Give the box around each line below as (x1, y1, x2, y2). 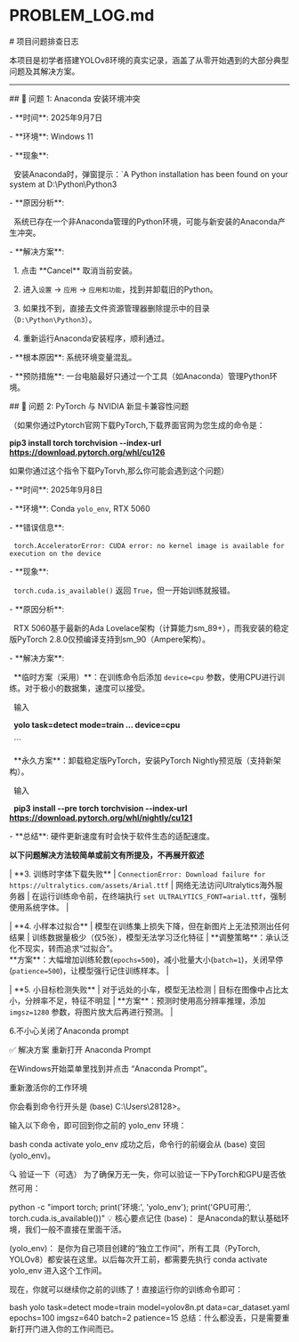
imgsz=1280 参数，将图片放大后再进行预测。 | (9, 1006, 174, 1017)
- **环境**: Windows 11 (9, 131, 93, 141)
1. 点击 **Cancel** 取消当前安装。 (12, 264, 138, 276)
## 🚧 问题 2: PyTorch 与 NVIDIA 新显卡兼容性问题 (9, 400, 190, 411)
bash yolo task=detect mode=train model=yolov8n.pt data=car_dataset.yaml (9, 1301, 290, 1313)
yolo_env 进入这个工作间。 (9, 1265, 107, 1275)
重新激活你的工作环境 (9, 1082, 87, 1093)
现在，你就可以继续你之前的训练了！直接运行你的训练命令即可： (9, 1283, 243, 1295)
